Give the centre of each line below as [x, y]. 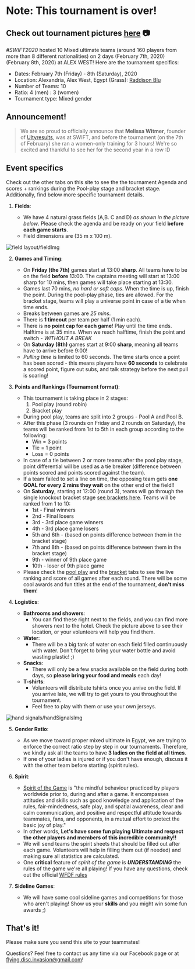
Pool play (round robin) [59, 404]
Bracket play [47, 410]
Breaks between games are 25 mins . [67, 313]
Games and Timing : [38, 258]
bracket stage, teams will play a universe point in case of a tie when [104, 301]
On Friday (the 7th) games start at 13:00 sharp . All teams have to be [105, 269]
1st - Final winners [54, 510]
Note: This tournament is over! [81, 11]
